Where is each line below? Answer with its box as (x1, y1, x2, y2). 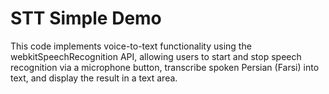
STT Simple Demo (10, 7, 162, 30)
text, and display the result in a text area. (10, 72, 178, 84)
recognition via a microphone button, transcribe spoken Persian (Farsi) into (10, 61, 320, 73)
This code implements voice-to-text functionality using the (10, 40, 252, 52)
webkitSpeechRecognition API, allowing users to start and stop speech (10, 50, 302, 62)
